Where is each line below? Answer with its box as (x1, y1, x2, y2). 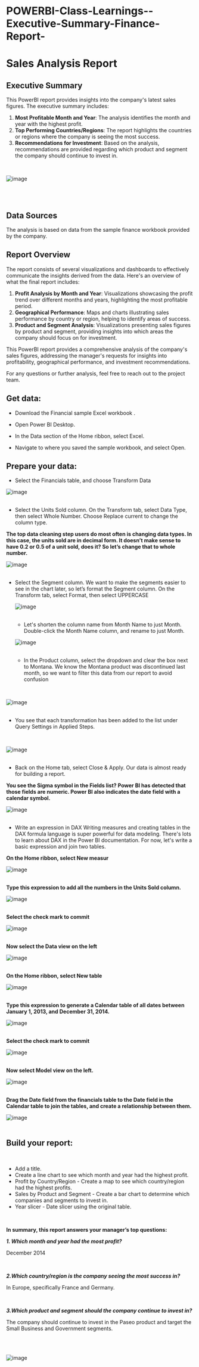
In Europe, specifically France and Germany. (6, 1284, 115, 1291)
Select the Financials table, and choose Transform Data (14, 477, 151, 484)
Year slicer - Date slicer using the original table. (14, 1203, 132, 1210)
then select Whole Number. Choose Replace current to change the (14, 512, 179, 520)
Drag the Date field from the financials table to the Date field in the (6, 1096, 174, 1104)
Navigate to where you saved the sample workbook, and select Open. (14, 444, 186, 451)
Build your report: (6, 1138, 73, 1148)
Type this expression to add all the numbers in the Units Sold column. (6, 884, 182, 891)
